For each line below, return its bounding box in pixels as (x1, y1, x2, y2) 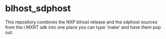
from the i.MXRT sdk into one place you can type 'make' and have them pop (5, 24, 161, 30)
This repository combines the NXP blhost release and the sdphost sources (5, 19, 158, 25)
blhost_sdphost (5, 3, 71, 14)
